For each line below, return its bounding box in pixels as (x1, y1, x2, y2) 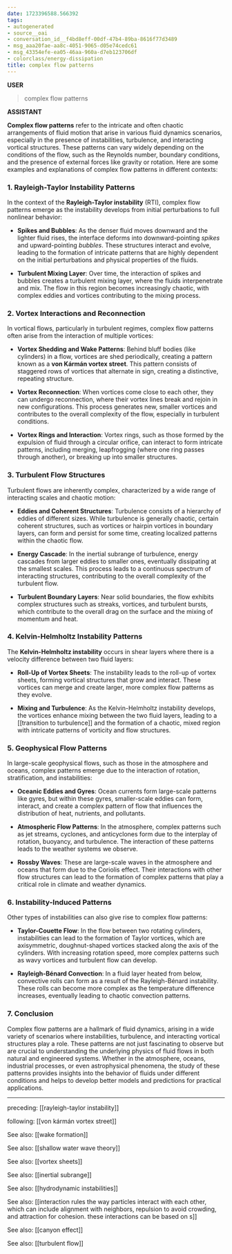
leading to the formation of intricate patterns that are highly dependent (17, 248, 219, 256)
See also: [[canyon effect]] (7, 1226, 84, 1234)
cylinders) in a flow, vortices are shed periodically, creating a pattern (17, 353, 213, 361)
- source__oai (7, 29, 48, 37)
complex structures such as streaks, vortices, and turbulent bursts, (17, 600, 209, 608)
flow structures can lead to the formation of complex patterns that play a (17, 873, 224, 881)
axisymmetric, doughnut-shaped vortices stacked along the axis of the (17, 942, 219, 950)
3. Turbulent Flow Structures (7, 470, 106, 480)
